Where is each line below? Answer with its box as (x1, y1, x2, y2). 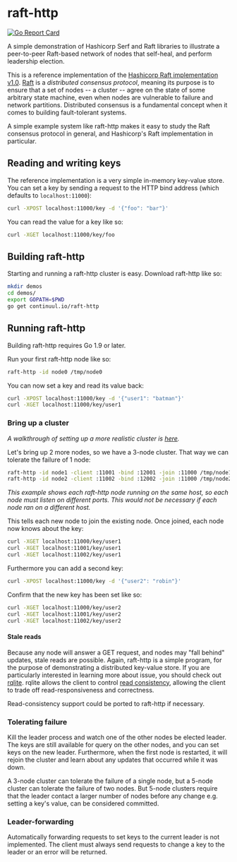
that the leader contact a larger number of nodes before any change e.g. (7, 791, 219, 800)
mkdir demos (7, 283, 42, 290)
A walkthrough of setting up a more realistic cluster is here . (7, 434, 180, 443)
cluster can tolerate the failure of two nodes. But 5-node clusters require (7, 784, 218, 792)
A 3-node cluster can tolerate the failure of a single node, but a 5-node (7, 777, 214, 785)
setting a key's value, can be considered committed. (7, 799, 159, 808)
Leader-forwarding (7, 817, 74, 827)
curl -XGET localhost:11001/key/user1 (7, 545, 121, 552)
